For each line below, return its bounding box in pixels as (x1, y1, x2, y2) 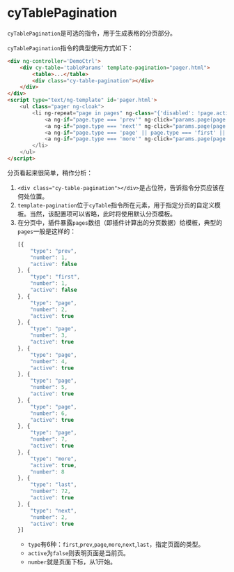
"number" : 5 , (30, 384, 68, 391)
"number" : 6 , (30, 410, 68, 417)
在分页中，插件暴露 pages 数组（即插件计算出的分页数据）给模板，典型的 (17, 218, 223, 226)
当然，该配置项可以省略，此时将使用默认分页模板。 (29, 210, 176, 218)
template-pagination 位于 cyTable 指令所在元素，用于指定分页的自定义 (17, 200, 214, 209)
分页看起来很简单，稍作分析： (7, 168, 93, 177)
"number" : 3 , (30, 332, 68, 339)
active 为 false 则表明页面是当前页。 (27, 549, 130, 557)
